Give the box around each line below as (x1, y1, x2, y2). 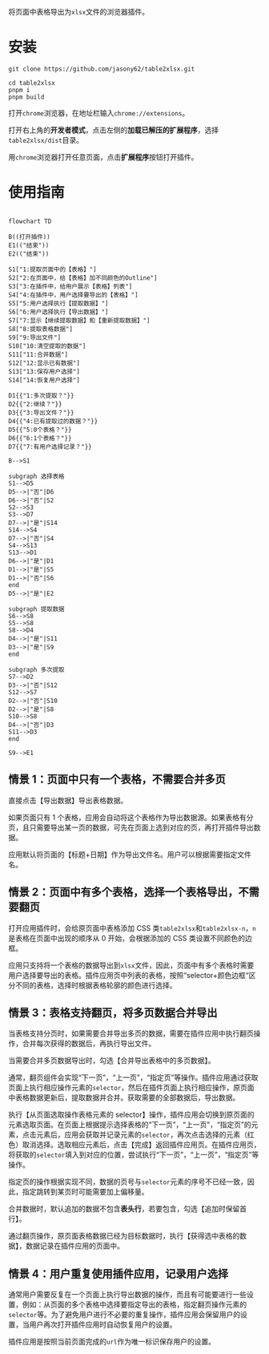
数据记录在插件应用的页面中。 (25, 1241, 124, 1251)
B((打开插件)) (8, 232, 50, 240)
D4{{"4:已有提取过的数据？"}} (8, 417, 98, 425)
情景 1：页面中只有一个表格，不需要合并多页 (8, 773, 227, 786)
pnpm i (8, 86, 30, 94)
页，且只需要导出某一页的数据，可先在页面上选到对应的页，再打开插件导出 (8, 823, 254, 832)
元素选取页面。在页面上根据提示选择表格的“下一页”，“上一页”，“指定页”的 (8, 1120, 251, 1130)
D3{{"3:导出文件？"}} (8, 408, 74, 417)
